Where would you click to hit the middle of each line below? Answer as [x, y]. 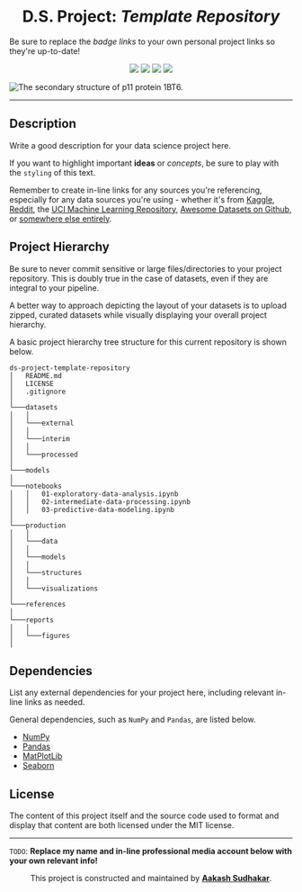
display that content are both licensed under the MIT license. [122, 825]
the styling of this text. [53, 172]
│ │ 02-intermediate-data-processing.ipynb [100, 501]
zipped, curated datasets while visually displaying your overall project [138, 315]
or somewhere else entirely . [61, 219]
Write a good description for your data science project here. [120, 145]
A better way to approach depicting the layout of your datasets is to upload [148, 305]
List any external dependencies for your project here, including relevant [142, 693]
